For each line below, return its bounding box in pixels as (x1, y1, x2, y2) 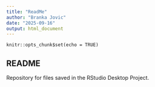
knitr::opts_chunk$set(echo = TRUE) (6, 42, 99, 48)
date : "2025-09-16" (6, 20, 56, 26)
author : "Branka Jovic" (6, 14, 67, 20)
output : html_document (6, 25, 64, 32)
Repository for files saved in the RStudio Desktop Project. (6, 74, 150, 82)
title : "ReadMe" (6, 8, 47, 15)
